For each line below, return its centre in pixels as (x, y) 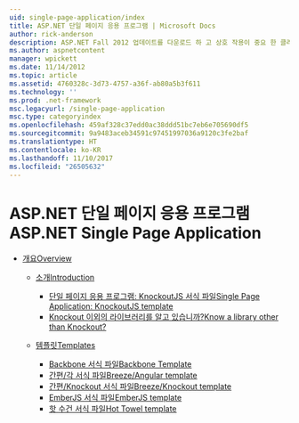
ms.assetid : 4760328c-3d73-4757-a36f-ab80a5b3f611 (105, 84)
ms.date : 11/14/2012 (48, 68)
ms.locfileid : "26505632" (57, 167)
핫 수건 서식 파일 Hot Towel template (113, 409)
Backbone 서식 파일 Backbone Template (120, 364)
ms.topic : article (43, 76)
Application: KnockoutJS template (111, 306)
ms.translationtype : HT (53, 142)
